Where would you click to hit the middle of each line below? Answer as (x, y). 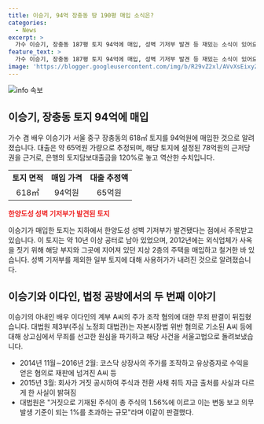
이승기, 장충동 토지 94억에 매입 (79, 118)
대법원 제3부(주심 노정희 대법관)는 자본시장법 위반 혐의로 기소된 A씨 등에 (142, 326)
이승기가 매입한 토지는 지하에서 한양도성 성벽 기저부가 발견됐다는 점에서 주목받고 (131, 230)
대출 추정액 (109, 178)
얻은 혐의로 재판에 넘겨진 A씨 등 (68, 373)
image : (19, 67)
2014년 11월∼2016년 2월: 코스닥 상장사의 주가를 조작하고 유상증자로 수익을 (134, 363)
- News (26, 30)
